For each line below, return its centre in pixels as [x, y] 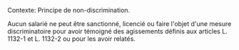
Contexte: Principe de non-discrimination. [69, 10]
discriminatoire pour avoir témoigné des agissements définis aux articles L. [118, 31]
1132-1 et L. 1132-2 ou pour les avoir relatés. [71, 39]
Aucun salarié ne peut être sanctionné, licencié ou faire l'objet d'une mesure [119, 24]
